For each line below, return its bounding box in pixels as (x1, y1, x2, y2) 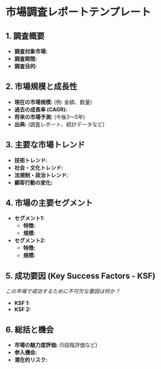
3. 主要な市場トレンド (5, 140, 86, 150)
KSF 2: (14, 306, 31, 313)
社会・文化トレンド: (14, 164, 64, 171)
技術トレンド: (14, 157, 48, 164)
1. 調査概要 (5, 31, 45, 41)
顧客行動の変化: (14, 179, 53, 186)
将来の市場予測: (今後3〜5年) (14, 113, 86, 120)
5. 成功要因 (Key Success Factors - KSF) (5, 271, 156, 281)
